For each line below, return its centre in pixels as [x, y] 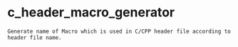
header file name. [35, 37]
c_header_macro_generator [91, 12]
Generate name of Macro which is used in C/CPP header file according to [119, 31]
